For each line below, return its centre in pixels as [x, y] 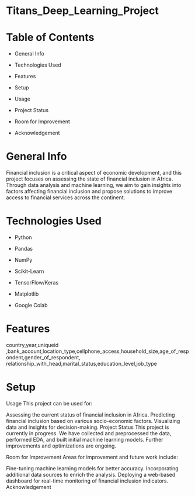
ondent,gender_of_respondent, [43, 357]
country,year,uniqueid [32, 345]
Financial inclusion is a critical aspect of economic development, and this [94, 173]
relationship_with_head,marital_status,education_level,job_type [82, 363]
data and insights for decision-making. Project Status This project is [88, 427]
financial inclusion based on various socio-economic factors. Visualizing [93, 421]
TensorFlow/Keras [36, 282]
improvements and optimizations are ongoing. [61, 446]
